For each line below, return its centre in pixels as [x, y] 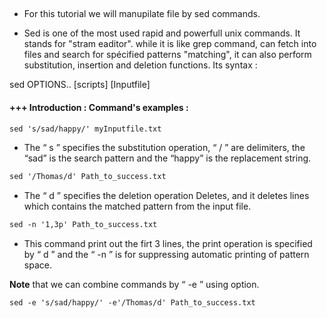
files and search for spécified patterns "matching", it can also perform [167, 55]
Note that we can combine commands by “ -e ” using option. [134, 285]
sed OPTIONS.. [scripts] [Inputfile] [80, 85]
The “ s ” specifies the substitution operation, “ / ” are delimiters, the [164, 148]
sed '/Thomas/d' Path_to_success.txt [88, 177]
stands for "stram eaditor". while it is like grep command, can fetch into [170, 44]
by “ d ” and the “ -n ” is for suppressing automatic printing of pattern [166, 255]
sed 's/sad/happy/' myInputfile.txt [85, 129]
